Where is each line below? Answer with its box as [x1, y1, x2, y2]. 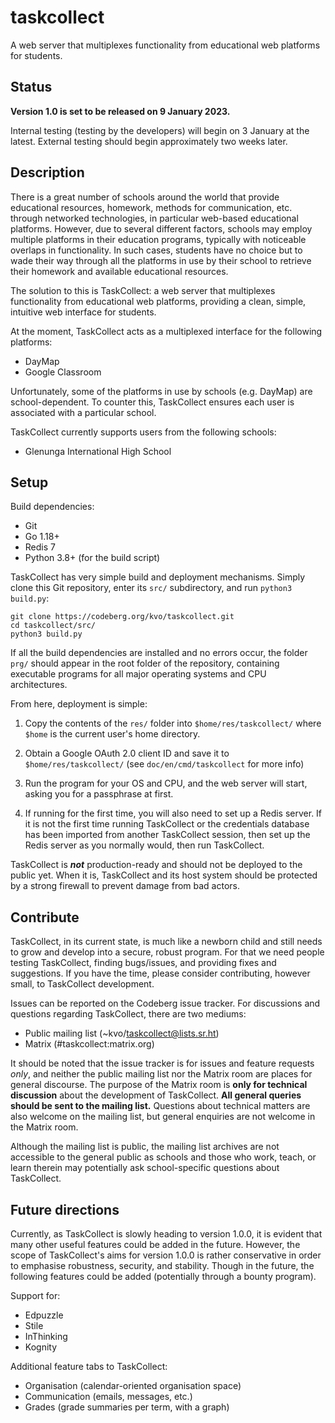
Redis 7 [24, 541, 56, 553]
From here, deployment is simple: [10, 698, 148, 710]
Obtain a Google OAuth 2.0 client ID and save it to [24, 747, 230, 760]
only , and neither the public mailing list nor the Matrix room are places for [10, 1068, 313, 1080]
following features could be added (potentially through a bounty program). [10, 1271, 317, 1282]
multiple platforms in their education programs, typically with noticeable [10, 233, 307, 245]
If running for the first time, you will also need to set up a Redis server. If [24, 807, 323, 820]
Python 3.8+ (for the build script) [24, 552, 161, 564]
